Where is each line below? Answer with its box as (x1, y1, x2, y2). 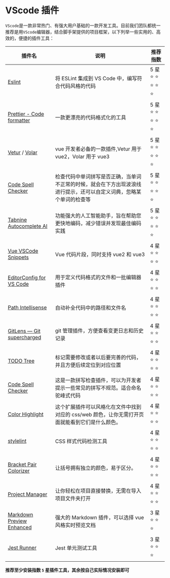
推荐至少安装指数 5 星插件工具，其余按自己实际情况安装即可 (5, 567, 130, 573)
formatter (8, 117, 30, 124)
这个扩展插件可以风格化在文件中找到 (55, 403, 142, 410)
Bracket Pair (8, 461, 37, 468)
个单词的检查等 (55, 196, 91, 203)
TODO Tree (8, 357, 34, 364)
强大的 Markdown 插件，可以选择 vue (55, 514, 144, 521)
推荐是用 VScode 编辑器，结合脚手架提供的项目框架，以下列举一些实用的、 (5, 28, 156, 35)
